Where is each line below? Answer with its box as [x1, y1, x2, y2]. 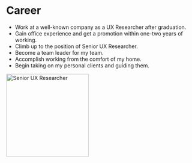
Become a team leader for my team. [14, 49, 104, 56]
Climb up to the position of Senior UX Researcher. [14, 43, 138, 50]
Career [6, 4, 41, 17]
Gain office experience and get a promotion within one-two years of [14, 29, 183, 37]
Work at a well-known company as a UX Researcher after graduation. [14, 23, 187, 31]
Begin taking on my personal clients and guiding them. [14, 61, 150, 69]
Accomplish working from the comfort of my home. [14, 55, 142, 63]
